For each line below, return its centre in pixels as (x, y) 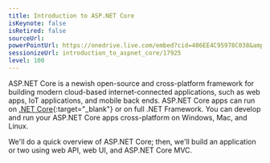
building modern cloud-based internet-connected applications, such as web (135, 92)
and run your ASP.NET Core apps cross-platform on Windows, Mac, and (128, 117)
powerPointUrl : (34, 46)
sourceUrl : (27, 38)
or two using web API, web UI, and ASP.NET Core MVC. (100, 150)
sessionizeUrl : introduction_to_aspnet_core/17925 (95, 53)
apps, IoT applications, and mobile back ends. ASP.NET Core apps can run (132, 100)
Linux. (18, 126)
